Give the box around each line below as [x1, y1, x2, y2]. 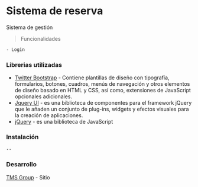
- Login [6, 46, 25, 53]
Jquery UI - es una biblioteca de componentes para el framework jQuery [14, 99, 192, 107]
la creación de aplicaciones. [14, 112, 83, 119]
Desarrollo [6, 160, 37, 169]
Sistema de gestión [6, 24, 53, 31]
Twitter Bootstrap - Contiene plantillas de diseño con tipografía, [14, 74, 170, 81]
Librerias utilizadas [6, 60, 63, 69]
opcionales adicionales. [14, 93, 73, 100]
